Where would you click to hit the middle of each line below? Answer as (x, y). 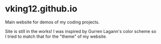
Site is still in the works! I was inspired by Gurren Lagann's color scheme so (81, 31)
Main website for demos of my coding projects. (52, 22)
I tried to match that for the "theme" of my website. (56, 36)
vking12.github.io (41, 9)
